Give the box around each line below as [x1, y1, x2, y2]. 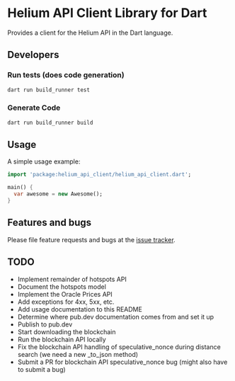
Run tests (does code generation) [7, 70, 125, 80]
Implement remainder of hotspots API [17, 275, 127, 283]
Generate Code [7, 103, 61, 113]
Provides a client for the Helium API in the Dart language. [7, 28, 173, 37]
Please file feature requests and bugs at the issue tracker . [7, 235, 176, 244]
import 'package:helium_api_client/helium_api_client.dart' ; [7, 171, 192, 178]
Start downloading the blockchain [17, 327, 116, 336]
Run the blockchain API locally [17, 335, 106, 343]
